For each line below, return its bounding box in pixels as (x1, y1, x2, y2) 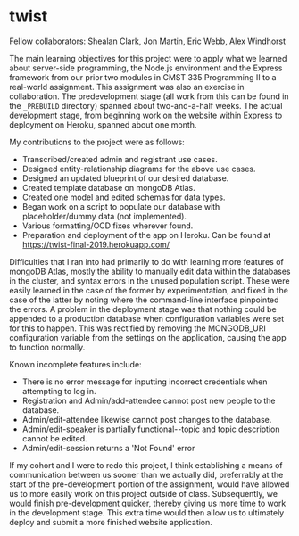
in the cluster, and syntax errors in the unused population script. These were (9, 275, 290, 286)
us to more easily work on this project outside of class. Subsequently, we (9, 488, 278, 499)
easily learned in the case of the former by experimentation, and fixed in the (9, 284, 288, 295)
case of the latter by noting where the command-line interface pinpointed (9, 294, 279, 305)
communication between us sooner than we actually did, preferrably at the (9, 469, 284, 480)
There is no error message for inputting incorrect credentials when (21, 376, 268, 387)
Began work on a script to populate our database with (21, 201, 220, 211)
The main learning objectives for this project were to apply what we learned (9, 53, 287, 63)
